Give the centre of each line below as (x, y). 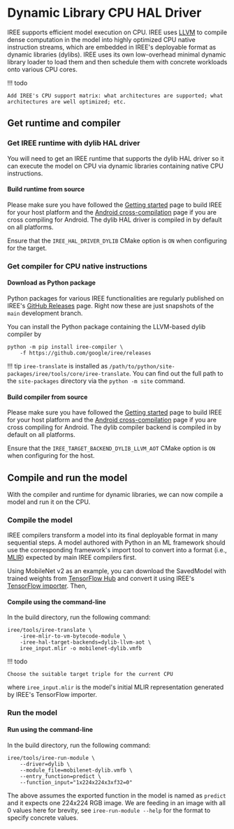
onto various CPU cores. (43, 69)
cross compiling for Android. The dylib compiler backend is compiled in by (114, 427)
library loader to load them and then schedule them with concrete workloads (117, 62)
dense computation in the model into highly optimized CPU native (101, 39)
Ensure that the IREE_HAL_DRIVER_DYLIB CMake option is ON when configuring (117, 240)
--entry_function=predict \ (60, 776)
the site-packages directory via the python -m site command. (96, 381)
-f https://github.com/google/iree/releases (86, 353)
